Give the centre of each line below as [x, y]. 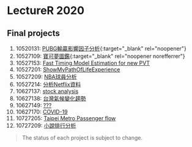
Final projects [33, 33]
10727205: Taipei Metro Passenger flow [66, 118]
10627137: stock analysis [47, 91]
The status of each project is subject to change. [82, 138]
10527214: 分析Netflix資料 [48, 84]
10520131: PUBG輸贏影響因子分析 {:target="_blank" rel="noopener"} [101, 48]
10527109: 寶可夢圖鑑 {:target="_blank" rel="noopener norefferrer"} [100, 56]
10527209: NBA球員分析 [46, 77]
